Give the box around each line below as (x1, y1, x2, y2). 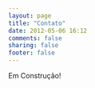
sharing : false (8, 42, 59, 50)
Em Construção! (8, 71, 61, 80)
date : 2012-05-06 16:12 (8, 26, 88, 34)
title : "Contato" (8, 19, 66, 27)
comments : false (8, 34, 62, 42)
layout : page (8, 11, 52, 20)
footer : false (8, 49, 56, 57)
